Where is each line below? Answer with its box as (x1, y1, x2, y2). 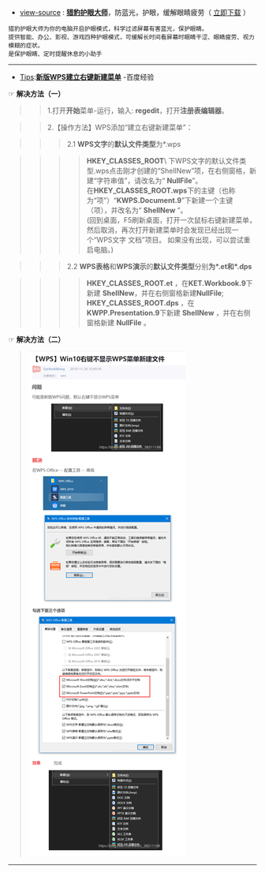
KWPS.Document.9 (116, 196, 182, 204)
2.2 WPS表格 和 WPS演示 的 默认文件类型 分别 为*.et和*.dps (66, 262, 252, 271)
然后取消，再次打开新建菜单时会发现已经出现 (86, 225, 233, 234)
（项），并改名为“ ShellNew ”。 (86, 205, 188, 215)
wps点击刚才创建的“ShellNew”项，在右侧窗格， (95, 166, 250, 175)
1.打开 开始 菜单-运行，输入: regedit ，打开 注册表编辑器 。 (47, 106, 229, 115)
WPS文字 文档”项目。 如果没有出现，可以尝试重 (96, 235, 251, 244)
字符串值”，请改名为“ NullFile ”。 (96, 176, 203, 185)
